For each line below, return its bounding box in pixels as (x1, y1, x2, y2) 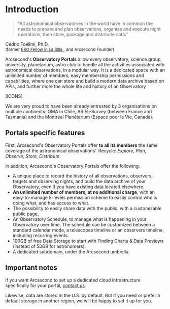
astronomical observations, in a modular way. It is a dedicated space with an (5, 67, 165, 73)
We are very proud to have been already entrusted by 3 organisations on (5, 103, 157, 109)
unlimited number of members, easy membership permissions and (5, 72, 144, 79)
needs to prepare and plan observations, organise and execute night (17, 25, 161, 32)
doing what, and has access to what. (12, 200, 90, 206)
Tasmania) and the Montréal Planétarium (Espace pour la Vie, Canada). (5, 114, 154, 120)
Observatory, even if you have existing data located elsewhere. (12, 184, 145, 190)
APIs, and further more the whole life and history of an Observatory (5, 83, 146, 89)
